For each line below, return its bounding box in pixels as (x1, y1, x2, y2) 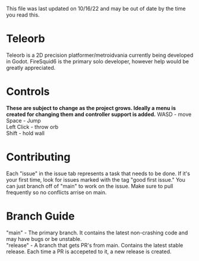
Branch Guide (6, 210, 75, 223)
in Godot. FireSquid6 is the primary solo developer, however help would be (6, 57, 189, 65)
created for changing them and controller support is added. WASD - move (6, 111, 192, 118)
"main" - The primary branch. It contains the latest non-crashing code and (6, 229, 188, 236)
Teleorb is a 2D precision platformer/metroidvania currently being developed (6, 51, 194, 59)
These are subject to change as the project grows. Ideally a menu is (6, 104, 176, 111)
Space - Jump (6, 117, 42, 124)
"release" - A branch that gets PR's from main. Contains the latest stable (6, 241, 184, 249)
